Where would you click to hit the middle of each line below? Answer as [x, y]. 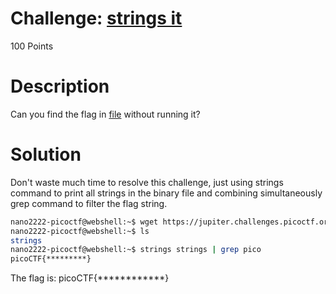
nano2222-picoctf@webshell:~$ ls [80, 231]
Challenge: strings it [96, 18]
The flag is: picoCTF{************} [90, 278]
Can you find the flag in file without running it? [105, 114]
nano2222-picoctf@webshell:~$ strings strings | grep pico [136, 250]
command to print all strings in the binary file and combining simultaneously [166, 193]
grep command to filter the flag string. [89, 203]
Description [60, 86]
